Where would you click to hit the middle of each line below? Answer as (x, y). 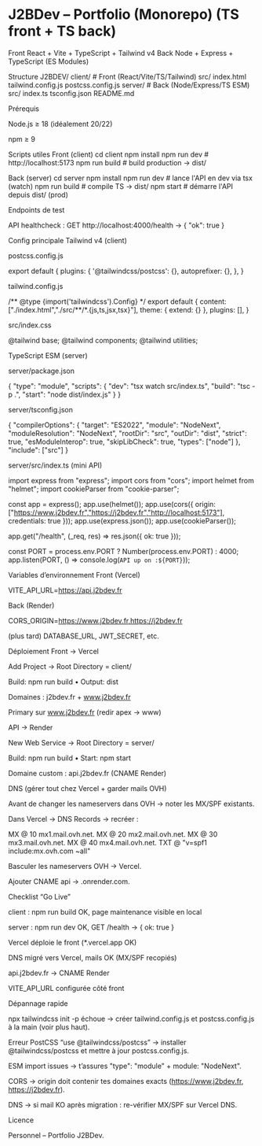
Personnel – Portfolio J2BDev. (56, 1135)
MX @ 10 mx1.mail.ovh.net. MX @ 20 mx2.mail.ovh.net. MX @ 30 (113, 834)
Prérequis (24, 109)
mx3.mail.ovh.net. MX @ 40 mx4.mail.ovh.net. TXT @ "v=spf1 (108, 842)
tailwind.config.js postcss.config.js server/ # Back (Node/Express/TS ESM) (129, 85)
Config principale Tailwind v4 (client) (68, 240)
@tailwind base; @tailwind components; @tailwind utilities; (103, 340)
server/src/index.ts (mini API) (55, 465)
